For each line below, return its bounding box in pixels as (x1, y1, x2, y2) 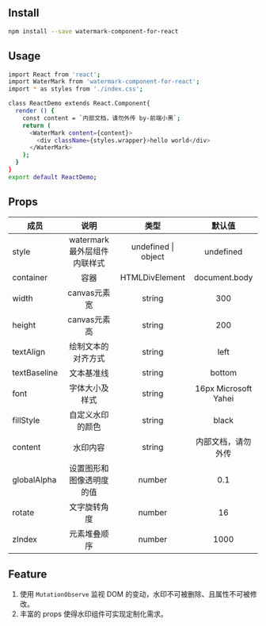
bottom (210, 367, 237, 378)
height (12, 319, 36, 330)
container (12, 271, 48, 282)
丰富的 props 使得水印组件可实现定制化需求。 (19, 609, 168, 619)
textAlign (12, 346, 46, 357)
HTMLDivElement (120, 271, 186, 282)
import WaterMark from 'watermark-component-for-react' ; (8, 78, 200, 86)
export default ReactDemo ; (8, 173, 97, 181)
